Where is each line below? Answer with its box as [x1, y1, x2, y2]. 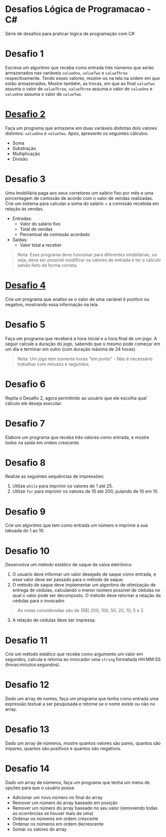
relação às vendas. [5, 206, 44, 211]
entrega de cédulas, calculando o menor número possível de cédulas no [12, 587, 161, 593]
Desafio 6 [5, 378, 46, 390]
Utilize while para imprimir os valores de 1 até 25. [12, 483, 113, 489]
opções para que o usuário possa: [5, 785, 76, 791]
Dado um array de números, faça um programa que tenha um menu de [5, 780, 150, 786]
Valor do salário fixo [19, 220, 61, 226]
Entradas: [12, 215, 32, 221]
